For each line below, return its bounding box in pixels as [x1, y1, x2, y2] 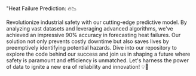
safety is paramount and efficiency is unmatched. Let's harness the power [6, 57, 189, 64]
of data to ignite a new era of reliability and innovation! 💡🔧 [6, 63, 149, 70]
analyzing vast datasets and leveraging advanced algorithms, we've [6, 25, 173, 32]
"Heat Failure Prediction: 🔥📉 [6, 5, 77, 12]
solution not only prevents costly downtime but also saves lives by [6, 38, 169, 45]
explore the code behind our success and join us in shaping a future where [6, 50, 191, 57]
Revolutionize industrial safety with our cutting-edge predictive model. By [6, 19, 187, 26]
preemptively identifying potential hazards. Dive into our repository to [6, 44, 177, 51]
